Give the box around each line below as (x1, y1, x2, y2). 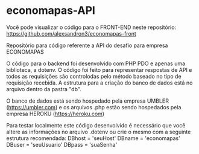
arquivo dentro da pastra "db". (6, 85, 81, 92)
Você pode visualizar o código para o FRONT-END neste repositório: (6, 24, 177, 31)
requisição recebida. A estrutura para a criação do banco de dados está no (6, 79, 193, 86)
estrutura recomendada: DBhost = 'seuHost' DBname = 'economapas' (6, 134, 181, 142)
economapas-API (6, 4, 95, 18)
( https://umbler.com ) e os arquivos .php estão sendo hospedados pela (6, 103, 182, 111)
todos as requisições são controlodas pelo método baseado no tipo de (6, 72, 182, 80)
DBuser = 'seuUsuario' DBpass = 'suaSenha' (6, 141, 118, 148)
